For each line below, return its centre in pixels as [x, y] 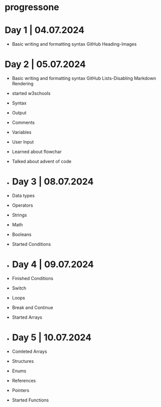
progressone [32, 7]
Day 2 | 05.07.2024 [45, 64]
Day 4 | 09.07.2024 [53, 264]
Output [19, 113]
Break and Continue [32, 307]
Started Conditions [31, 244]
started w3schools [31, 93]
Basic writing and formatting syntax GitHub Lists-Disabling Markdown [84, 78]
